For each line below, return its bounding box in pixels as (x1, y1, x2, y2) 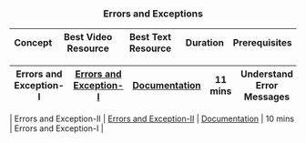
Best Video (63, 31, 113, 44)
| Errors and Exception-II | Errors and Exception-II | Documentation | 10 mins (9, 113, 294, 125)
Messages (243, 90, 291, 103)
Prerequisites (232, 36, 292, 49)
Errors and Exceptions (103, 7, 203, 20)
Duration (185, 36, 225, 49)
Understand (240, 67, 293, 80)
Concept (14, 36, 53, 49)
